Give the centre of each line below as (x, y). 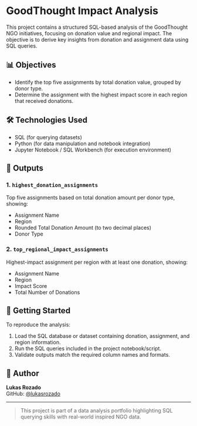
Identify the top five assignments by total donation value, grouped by (98, 82)
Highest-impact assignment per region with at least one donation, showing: (97, 262)
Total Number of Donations (47, 292)
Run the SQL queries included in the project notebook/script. (88, 348)
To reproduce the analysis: (38, 325)
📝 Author (23, 373)
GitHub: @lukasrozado (33, 394)
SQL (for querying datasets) (48, 137)
